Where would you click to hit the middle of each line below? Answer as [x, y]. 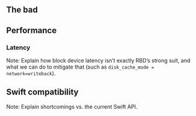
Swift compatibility [43, 92]
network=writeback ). [31, 73]
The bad [22, 10]
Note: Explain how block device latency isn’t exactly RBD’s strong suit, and [98, 61]
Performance [32, 30]
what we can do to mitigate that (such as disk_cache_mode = [80, 67]
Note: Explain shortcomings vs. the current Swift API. [72, 106]
